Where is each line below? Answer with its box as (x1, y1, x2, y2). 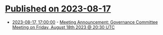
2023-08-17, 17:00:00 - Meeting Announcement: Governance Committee (12, 19, 158, 25)
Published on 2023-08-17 (5, 3, 111, 14)
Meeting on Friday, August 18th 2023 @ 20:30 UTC (12, 24, 115, 30)
